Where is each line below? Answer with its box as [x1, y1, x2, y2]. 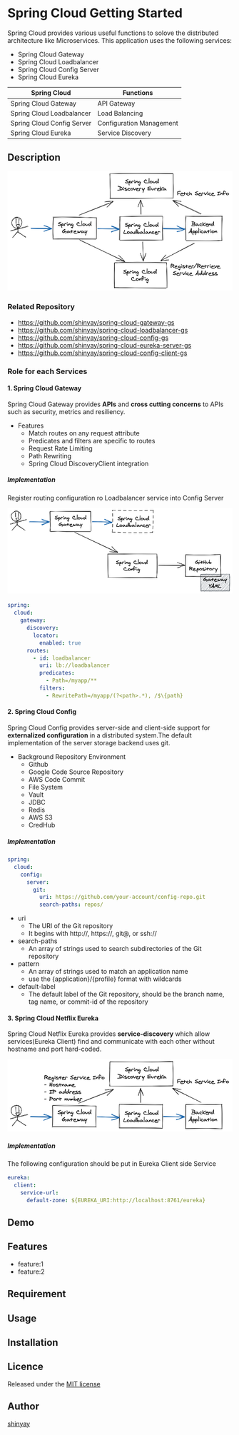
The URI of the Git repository [28, 922, 113, 930]
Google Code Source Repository [28, 767, 123, 776]
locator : [33, 632, 59, 639]
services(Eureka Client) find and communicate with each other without [7, 1037, 215, 1046]
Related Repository [7, 302, 75, 312]
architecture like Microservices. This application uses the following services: [7, 36, 232, 44]
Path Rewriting [28, 451, 71, 460]
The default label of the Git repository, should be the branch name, [28, 990, 225, 999]
